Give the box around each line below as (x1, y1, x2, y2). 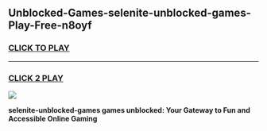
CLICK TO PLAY (8, 43, 70, 54)
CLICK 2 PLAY (8, 72, 64, 83)
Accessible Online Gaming (8, 114, 98, 123)
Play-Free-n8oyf (8, 19, 93, 33)
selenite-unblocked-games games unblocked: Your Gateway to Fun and (8, 105, 250, 114)
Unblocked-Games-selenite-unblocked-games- (8, 6, 252, 20)
